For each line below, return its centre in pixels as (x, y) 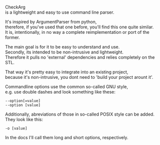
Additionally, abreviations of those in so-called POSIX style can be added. (80, 114)
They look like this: (24, 119)
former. (13, 37)
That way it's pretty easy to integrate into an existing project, (67, 72)
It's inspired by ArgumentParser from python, (51, 22)
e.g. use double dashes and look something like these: (60, 92)
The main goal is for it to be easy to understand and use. (62, 47)
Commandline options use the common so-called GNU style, (66, 87)
